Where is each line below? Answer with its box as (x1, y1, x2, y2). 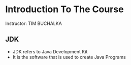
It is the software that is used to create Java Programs (12, 54, 126, 60)
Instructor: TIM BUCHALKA (5, 20, 62, 26)
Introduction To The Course (5, 4, 124, 15)
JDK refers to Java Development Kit (12, 48, 88, 54)
